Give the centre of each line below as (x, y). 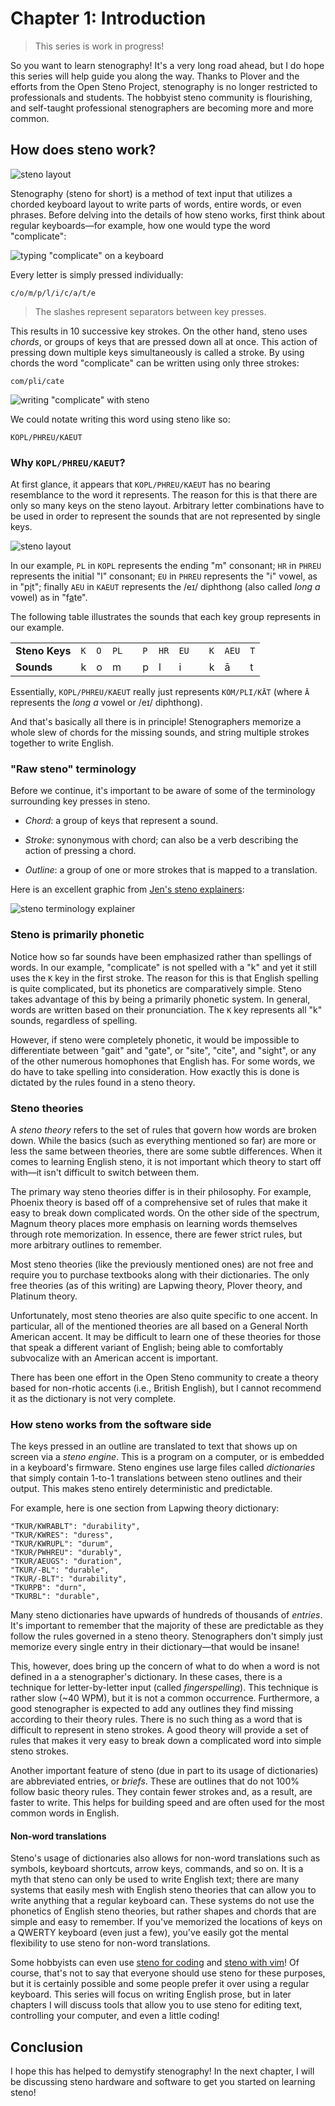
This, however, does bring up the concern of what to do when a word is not (165, 1666)
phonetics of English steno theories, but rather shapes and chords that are (163, 1911)
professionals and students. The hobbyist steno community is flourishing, (161, 97)
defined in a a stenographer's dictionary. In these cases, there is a (146, 1677)
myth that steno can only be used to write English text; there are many (155, 1879)
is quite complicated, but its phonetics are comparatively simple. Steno (156, 988)
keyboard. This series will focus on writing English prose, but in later (151, 1994)
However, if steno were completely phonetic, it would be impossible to (155, 1039)
